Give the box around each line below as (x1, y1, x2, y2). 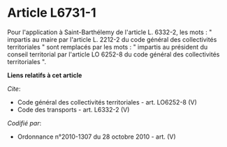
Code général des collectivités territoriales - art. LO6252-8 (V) (17, 98, 198, 106)
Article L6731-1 (7, 5, 96, 21)
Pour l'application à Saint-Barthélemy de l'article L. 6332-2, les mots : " (7, 28, 212, 36)
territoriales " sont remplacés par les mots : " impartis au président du (7, 42, 208, 51)
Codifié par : (7, 118, 42, 127)
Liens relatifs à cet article (7, 71, 82, 79)
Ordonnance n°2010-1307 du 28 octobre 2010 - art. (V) (17, 132, 176, 141)
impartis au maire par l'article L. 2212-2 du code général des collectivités (7, 35, 217, 43)
